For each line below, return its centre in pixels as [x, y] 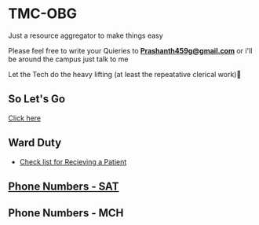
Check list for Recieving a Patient [73, 161]
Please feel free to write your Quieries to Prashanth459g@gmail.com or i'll [130, 50]
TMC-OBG [42, 14]
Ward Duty [35, 143]
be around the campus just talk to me [68, 59]
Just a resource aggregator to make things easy [86, 35]
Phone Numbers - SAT [64, 186]
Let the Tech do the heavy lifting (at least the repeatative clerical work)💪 [125, 74]
